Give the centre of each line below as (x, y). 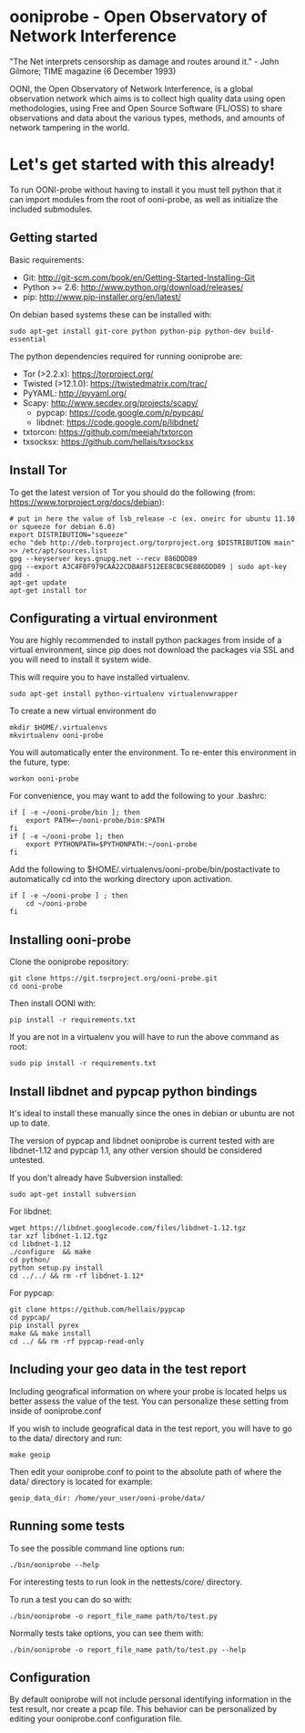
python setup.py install (56, 1268)
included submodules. (51, 209)
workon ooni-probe (44, 779)
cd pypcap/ (30, 1317)
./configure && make (51, 1251)
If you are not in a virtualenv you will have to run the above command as (144, 1037)
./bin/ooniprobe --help (55, 1565)
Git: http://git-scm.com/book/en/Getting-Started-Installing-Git (138, 277)
